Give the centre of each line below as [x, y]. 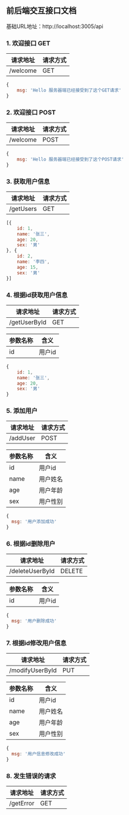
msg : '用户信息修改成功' [39, 754]
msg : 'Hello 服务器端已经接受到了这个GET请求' [69, 90]
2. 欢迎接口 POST [31, 112]
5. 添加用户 [22, 411]
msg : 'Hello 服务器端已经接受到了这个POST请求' [70, 159]
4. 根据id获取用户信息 [37, 295]
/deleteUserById [32, 571]
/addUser [22, 438]
